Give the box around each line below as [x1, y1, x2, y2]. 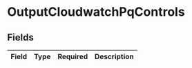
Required [57, 52, 88, 61]
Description [94, 52, 135, 61]
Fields [7, 32, 35, 43]
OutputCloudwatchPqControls [7, 4, 185, 20]
